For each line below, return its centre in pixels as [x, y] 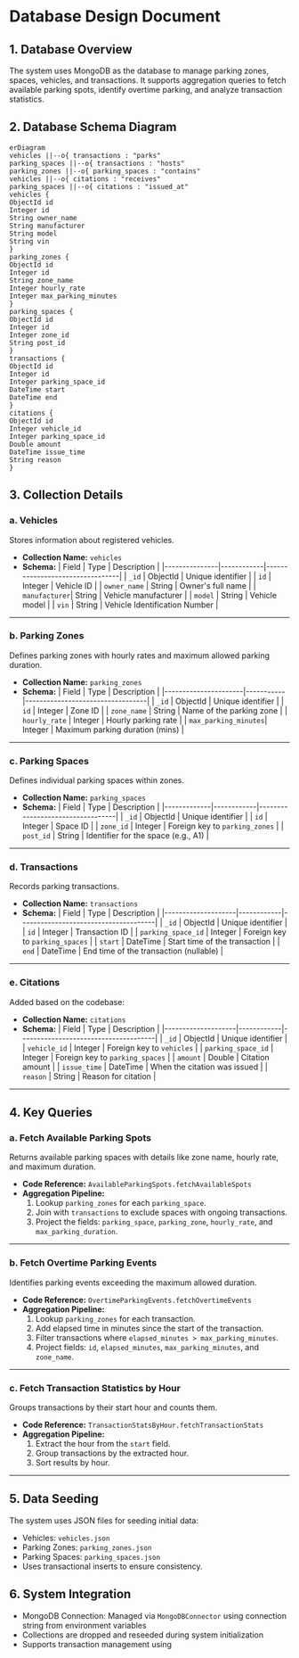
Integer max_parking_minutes [63, 296]
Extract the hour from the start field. [103, 1443]
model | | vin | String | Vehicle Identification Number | [120, 605]
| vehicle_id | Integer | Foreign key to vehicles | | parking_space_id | [148, 1048]
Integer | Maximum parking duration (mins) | [103, 730]
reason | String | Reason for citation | [89, 1076]
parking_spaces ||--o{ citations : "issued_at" [99, 186]
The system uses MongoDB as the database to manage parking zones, [139, 70]
